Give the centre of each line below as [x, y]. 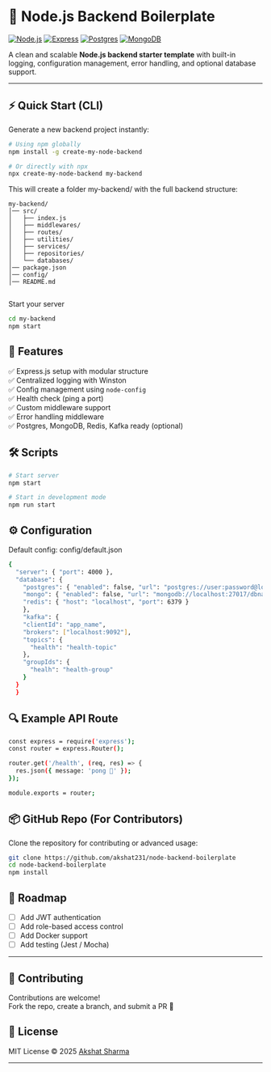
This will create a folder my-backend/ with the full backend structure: [123, 189]
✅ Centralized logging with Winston [67, 380]
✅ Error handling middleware [56, 417]
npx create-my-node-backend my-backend [75, 174]
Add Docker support [54, 936]
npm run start [32, 505]
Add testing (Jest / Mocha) [65, 945]
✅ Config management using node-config [77, 389]
